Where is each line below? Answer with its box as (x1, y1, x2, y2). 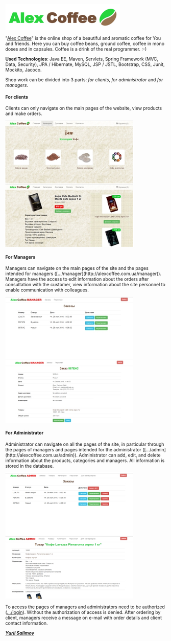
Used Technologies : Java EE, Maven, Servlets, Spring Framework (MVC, (5, 56, 159, 62)
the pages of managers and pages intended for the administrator (5, 446, 142, 452)
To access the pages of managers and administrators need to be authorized (5, 604, 165, 610)
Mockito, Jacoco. (5, 67, 42, 73)
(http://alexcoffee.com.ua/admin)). (5, 452, 78, 458)
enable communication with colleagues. (5, 287, 89, 293)
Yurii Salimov (5, 630, 35, 636)
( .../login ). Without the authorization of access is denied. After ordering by (5, 609, 161, 615)
